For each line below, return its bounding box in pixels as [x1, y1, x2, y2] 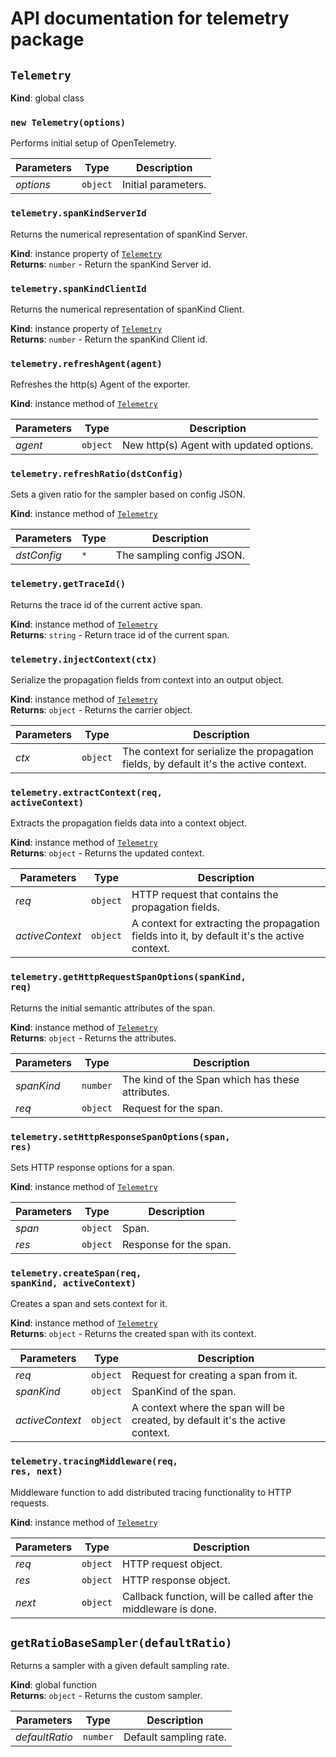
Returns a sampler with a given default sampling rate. [10, 1660, 230, 1672]
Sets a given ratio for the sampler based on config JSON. [10, 488, 246, 501]
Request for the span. [122, 1101, 223, 1115]
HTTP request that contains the [131, 888, 279, 902]
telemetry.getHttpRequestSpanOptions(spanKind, [10, 972, 247, 983]
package [10, 28, 85, 51]
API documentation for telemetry [10, 7, 290, 30]
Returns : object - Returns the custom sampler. [10, 1690, 203, 1702]
